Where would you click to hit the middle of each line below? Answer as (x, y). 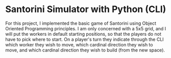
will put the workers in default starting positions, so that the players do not (83, 34)
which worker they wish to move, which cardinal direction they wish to (79, 44)
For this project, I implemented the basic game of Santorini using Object (81, 23)
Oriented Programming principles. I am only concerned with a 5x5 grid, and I (86, 28)
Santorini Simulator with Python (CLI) (86, 9)
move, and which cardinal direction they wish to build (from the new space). (85, 50)
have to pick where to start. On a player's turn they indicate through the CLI (85, 39)
